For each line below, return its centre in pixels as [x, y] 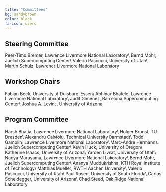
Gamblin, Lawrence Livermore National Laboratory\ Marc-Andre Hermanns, [82, 142]
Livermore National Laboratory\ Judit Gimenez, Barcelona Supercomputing [82, 98]
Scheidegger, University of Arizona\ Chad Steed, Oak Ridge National [75, 179]
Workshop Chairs [33, 81]
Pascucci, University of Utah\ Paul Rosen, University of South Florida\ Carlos [83, 173]
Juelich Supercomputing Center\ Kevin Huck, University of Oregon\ [74, 147]
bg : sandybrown [21, 14]
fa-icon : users [21, 24]
